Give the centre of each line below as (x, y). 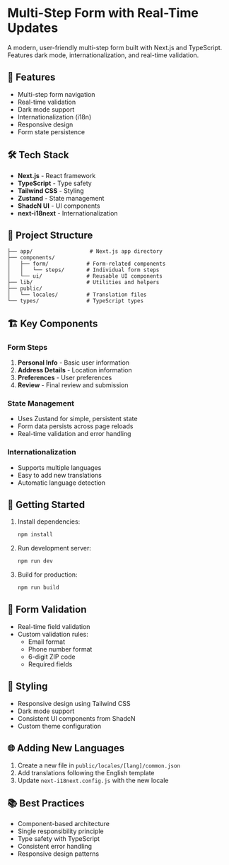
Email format (47, 642)
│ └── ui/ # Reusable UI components (85, 276)
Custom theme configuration (59, 726)
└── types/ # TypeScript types (75, 301)
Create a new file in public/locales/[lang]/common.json (99, 765)
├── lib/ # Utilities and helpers (83, 283)
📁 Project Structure (50, 235)
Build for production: (47, 575)
